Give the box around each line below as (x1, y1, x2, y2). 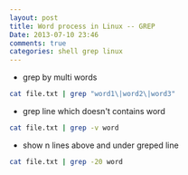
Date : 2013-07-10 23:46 (9, 30, 99, 39)
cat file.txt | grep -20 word (9, 157, 124, 166)
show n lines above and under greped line (22, 140, 179, 151)
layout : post (9, 13, 59, 23)
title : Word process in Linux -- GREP (9, 22, 155, 31)
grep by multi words (22, 72, 98, 83)
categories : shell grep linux (9, 47, 124, 56)
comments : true (9, 38, 67, 48)
